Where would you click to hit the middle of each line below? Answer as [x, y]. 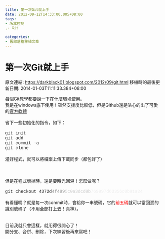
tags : [11, 19]
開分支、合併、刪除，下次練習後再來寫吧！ [48, 231]
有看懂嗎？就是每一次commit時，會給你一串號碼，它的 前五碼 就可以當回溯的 [82, 202]
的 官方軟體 [16, 111]
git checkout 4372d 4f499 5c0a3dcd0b [48, 191]
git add [14, 138]
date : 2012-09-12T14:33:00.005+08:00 [44, 14]
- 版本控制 [15, 23]
